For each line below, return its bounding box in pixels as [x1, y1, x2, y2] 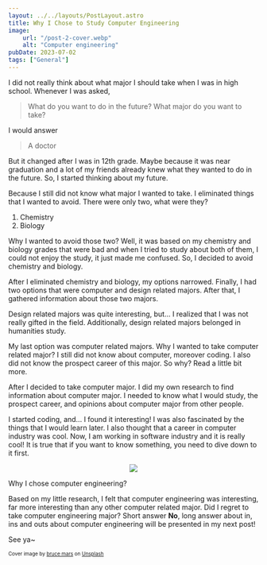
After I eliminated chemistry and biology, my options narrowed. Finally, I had [8, 277, 257, 286]
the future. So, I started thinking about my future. [8, 172, 168, 183]
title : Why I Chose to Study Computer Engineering [8, 19, 180, 27]
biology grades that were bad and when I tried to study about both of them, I [8, 244, 259, 254]
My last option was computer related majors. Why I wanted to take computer [8, 341, 259, 350]
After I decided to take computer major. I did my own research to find [8, 382, 234, 392]
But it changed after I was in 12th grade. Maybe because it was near [8, 156, 230, 165]
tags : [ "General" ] [8, 56, 69, 64]
